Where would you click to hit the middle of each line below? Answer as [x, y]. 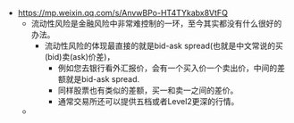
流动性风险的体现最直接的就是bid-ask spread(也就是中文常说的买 [164, 45]
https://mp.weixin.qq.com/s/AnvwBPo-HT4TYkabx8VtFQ [122, 13]
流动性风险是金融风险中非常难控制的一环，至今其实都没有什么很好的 [156, 23]
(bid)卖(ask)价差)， [80, 57]
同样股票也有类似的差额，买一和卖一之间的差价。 [148, 90]
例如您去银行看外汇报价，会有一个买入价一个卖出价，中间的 [168, 68]
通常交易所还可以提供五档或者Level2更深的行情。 [148, 101]
